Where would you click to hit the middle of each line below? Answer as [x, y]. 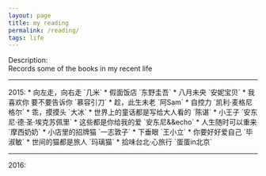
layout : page [30, 15]
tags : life [26, 38]
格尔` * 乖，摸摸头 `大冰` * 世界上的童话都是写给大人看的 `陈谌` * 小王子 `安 [129, 113]
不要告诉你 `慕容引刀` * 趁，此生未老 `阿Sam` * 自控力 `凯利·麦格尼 [145, 102]
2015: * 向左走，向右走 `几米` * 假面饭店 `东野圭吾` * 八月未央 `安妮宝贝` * [127, 93]
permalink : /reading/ [44, 30]
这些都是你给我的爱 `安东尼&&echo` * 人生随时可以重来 [168, 122]
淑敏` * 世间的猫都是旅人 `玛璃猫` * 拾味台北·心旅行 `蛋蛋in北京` [110, 142]
